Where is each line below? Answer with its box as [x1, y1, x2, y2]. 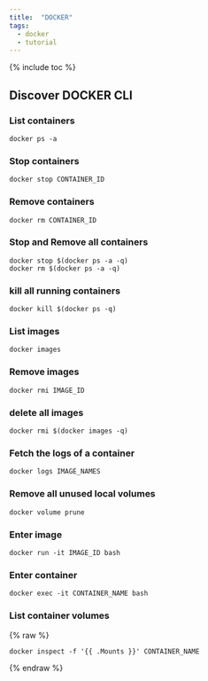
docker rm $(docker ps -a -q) [9, 263, 121, 273]
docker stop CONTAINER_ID [9, 175, 104, 184]
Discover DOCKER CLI [9, 88, 133, 103]
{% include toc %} [9, 62, 77, 73]
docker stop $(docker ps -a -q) [9, 256, 128, 265]
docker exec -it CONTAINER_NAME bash [9, 589, 149, 599]
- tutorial [17, 37, 58, 47]
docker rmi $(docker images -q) [9, 427, 128, 435]
